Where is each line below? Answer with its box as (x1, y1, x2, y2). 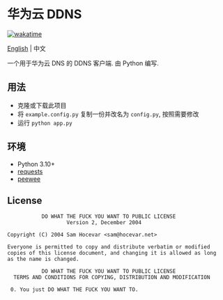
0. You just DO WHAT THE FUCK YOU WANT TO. (10, 286, 139, 293)
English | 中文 (7, 44, 47, 52)
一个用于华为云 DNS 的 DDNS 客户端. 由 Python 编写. (7, 58, 159, 67)
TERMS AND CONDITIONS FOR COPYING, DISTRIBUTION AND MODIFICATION (13, 274, 210, 281)
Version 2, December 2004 (66, 219, 141, 226)
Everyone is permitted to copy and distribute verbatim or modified (7, 244, 210, 251)
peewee (17, 175, 40, 183)
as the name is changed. (7, 255, 79, 263)
